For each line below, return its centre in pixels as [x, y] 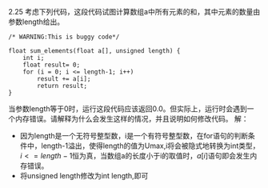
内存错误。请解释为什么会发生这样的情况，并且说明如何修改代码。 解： [132, 119]
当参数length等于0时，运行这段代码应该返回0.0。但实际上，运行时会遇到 [128, 109]
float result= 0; [52, 65]
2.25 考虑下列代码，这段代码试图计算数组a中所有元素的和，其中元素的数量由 [134, 12]
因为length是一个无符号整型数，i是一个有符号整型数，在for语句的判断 [134, 136]
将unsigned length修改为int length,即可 [84, 176]
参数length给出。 [36, 22]
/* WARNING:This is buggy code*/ [64, 37]
